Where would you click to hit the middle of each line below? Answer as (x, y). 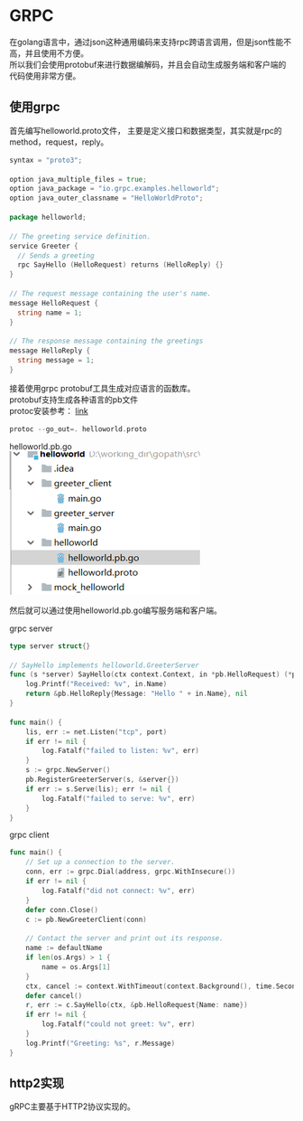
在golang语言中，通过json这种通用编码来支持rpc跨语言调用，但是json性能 (147, 42)
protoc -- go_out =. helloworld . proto (78, 429)
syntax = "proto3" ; (46, 160)
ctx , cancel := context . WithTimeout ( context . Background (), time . (151, 986)
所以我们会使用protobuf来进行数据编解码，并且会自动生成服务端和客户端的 (148, 64)
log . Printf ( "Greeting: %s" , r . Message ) (101, 1043)
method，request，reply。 (59, 142)
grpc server (31, 628)
